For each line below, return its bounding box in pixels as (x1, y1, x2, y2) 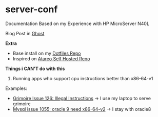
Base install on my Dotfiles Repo (12, 50, 81, 56)
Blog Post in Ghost (5, 30, 45, 36)
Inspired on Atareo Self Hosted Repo (12, 55, 90, 62)
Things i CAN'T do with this (5, 65, 65, 72)
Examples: (5, 85, 27, 91)
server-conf (5, 4, 58, 15)
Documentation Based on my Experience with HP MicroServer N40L (5, 20, 150, 27)
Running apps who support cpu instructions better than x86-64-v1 (12, 75, 153, 81)
